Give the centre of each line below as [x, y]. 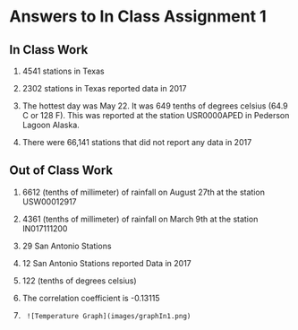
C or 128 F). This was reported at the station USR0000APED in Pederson [156, 115]
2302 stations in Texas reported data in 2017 [104, 88]
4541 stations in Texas [63, 71]
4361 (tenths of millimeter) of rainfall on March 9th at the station [140, 219]
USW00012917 [50, 201]
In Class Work [49, 50]
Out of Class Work [61, 171]
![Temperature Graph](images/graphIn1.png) [109, 316]
